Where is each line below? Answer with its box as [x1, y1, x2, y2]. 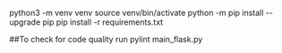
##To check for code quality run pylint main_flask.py [9, 34, 203, 44]
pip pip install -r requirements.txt [42, 17, 164, 27]
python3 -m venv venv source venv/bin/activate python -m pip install [9, 8, 264, 18]
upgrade [9, 17, 41, 27]
